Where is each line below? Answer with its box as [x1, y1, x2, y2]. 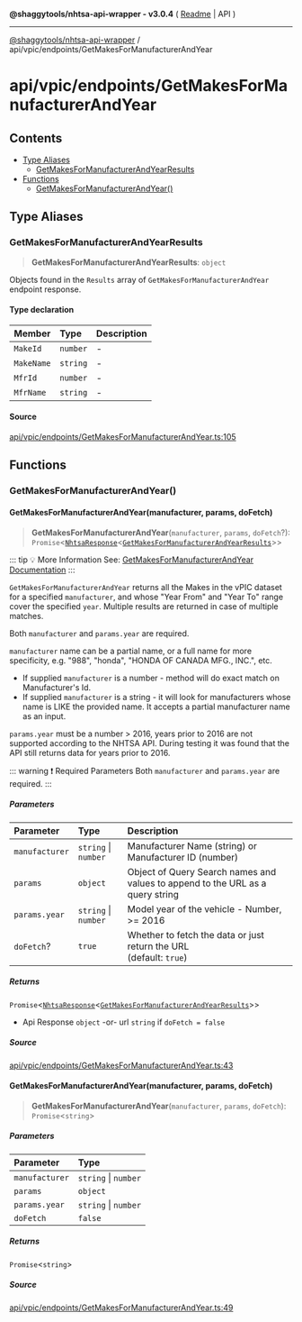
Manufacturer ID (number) [127, 851, 239, 863]
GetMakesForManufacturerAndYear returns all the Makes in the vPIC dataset [9, 581, 283, 592]
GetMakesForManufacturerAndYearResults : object [31, 257, 226, 268]
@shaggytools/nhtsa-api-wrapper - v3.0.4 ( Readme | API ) [9, 9, 236, 19]
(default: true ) [127, 951, 188, 963]
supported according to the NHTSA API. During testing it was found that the [9, 737, 290, 748]
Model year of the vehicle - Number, [127, 902, 282, 915]
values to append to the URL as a [127, 877, 267, 889]
